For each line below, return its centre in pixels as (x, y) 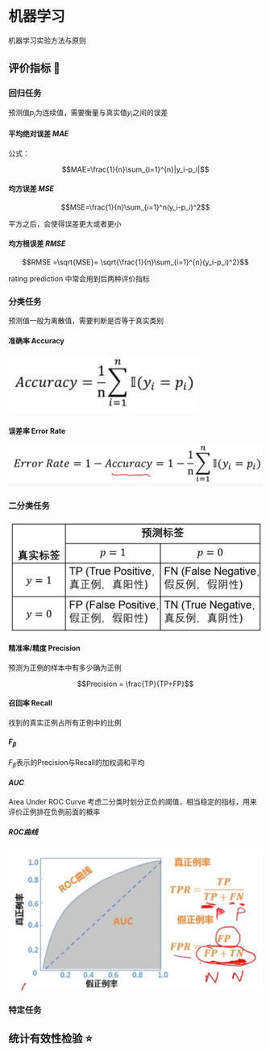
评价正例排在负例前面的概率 (54, 812)
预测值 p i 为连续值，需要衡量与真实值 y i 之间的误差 (88, 113)
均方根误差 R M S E (37, 243)
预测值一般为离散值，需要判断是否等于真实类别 (86, 321)
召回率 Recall (30, 703)
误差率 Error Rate (37, 431)
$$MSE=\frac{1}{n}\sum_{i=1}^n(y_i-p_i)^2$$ (135, 207)
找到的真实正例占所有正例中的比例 (65, 723)
